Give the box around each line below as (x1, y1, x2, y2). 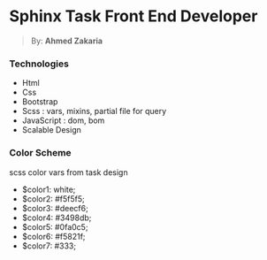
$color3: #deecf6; (21, 203, 88, 213)
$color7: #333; (21, 241, 77, 251)
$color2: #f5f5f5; (21, 193, 86, 204)
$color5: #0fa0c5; (21, 221, 88, 232)
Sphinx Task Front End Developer (9, 6, 258, 27)
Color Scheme (9, 147, 72, 159)
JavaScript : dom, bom (21, 115, 105, 126)
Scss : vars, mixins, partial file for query (21, 106, 167, 117)
